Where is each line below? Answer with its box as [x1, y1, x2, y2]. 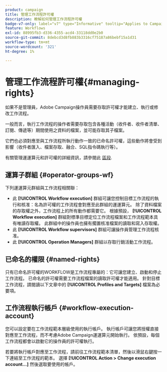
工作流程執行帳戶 [5, 304, 58, 312]
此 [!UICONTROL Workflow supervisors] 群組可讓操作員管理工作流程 [12, 227, 155, 233]
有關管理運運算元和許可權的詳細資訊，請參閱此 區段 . [5, 155, 112, 161]
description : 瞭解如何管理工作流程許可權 [5, 16, 83, 21]
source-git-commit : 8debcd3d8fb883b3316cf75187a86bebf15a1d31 [5, 35, 137, 40]
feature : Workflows [5, 26, 46, 31]
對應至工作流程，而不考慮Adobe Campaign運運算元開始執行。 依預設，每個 [5, 332, 160, 338]
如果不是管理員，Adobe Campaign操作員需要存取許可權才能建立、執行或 [5, 104, 154, 110]
